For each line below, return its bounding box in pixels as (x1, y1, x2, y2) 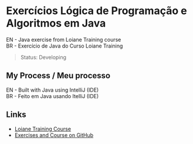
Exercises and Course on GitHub (14, 131, 94, 139)
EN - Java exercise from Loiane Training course (6, 36, 121, 43)
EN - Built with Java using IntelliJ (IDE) (6, 86, 99, 93)
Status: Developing (20, 53, 66, 61)
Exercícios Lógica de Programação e (6, 4, 187, 18)
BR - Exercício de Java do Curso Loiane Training (6, 42, 123, 49)
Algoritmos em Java (6, 16, 106, 30)
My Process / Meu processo (6, 71, 110, 81)
